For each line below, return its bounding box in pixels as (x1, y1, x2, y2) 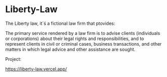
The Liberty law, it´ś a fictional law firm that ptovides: (5, 20, 115, 26)
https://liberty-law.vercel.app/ (5, 66, 67, 72)
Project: (5, 56, 22, 62)
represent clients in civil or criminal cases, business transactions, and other (5, 41, 162, 47)
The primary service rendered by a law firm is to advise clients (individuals (5, 30, 160, 36)
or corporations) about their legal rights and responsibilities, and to (5, 35, 144, 42)
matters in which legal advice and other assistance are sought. (5, 46, 136, 52)
